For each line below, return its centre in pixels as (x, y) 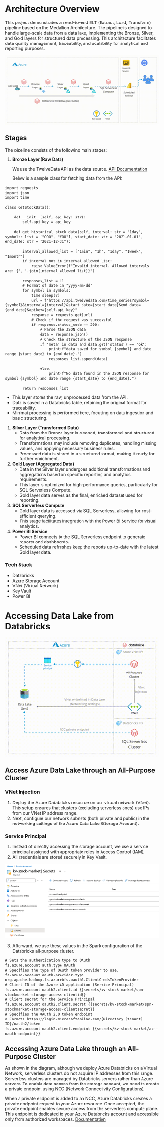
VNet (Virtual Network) (35, 585)
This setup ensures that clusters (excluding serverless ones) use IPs (81, 808)
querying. (47, 516)
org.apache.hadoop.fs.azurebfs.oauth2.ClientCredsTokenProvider (72, 980)
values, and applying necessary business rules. (67, 448)
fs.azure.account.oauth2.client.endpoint (48, 1029)
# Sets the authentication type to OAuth (48, 961)
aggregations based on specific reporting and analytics (75, 474)
